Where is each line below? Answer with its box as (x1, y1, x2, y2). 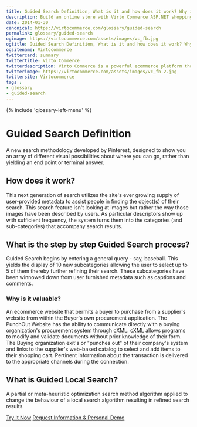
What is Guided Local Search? (6, 375, 118, 385)
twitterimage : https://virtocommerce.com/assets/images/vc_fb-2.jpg (6, 69, 177, 74)
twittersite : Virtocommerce (6, 74, 75, 80)
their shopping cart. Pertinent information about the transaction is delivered (6, 351, 188, 358)
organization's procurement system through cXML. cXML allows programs (6, 327, 186, 334)
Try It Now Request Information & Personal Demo (6, 414, 125, 421)
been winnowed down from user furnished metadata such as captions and (6, 274, 186, 281)
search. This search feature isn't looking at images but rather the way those (6, 204, 189, 211)
